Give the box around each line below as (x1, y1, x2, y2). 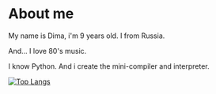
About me (8, 5, 74, 23)
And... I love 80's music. (8, 46, 87, 55)
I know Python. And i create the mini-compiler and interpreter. (8, 61, 210, 71)
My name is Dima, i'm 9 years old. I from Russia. (8, 31, 165, 40)
